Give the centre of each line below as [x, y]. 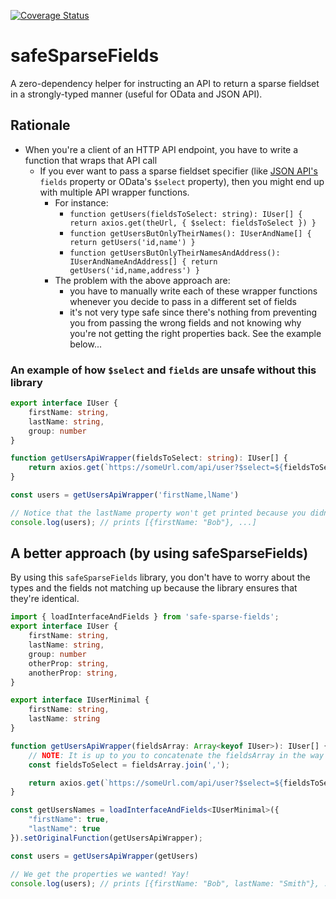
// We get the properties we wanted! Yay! [100, 874]
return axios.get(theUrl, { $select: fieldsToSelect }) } [193, 223]
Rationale [40, 125]
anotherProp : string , [73, 673]
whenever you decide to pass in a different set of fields [183, 301]
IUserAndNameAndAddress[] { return [143, 261]
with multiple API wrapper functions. [114, 192]
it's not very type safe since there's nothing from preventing [193, 312]
